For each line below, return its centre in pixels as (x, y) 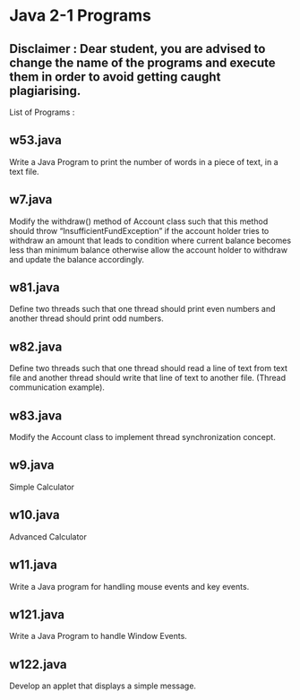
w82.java (36, 346)
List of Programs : (42, 112)
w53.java (36, 140)
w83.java (36, 415)
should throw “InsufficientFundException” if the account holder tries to (139, 230)
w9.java (32, 466)
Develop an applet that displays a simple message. (103, 686)
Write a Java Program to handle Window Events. (99, 636)
